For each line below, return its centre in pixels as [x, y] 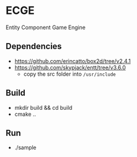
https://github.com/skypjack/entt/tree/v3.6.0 [70, 67]
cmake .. [25, 114]
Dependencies [34, 46]
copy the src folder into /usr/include [70, 74]
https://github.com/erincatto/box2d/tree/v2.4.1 [72, 61]
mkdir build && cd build [43, 107]
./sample [25, 148]
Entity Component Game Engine [46, 27]
